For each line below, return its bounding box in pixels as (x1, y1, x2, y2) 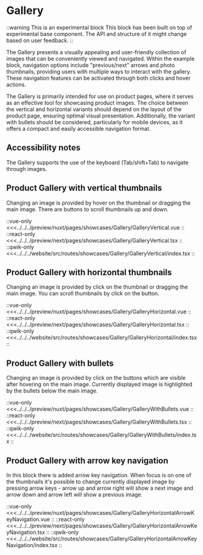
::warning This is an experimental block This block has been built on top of (6, 24, 193, 31)
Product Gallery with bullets (6, 358, 114, 368)
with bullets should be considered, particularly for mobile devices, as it (6, 118, 183, 125)
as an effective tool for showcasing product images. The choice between (6, 99, 189, 106)
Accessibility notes (6, 142, 81, 153)
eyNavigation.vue (6, 515, 50, 523)
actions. (6, 80, 26, 88)
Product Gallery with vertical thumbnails (6, 183, 162, 194)
